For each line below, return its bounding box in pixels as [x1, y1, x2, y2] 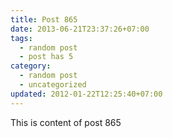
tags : [10, 33, 33, 43]
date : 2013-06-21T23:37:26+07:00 [10, 24, 150, 34]
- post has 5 [19, 52, 74, 62]
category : [10, 61, 52, 71]
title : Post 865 [10, 14, 78, 25]
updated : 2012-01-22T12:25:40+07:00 [10, 89, 163, 99]
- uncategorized [19, 80, 87, 90]
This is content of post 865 [10, 116, 122, 128]
